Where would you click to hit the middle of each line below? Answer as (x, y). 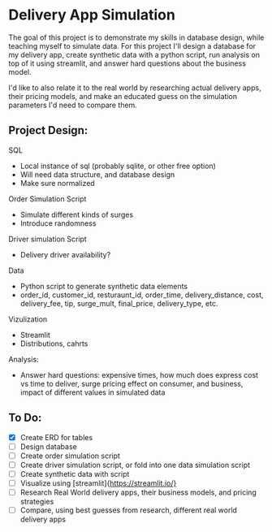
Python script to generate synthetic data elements (104, 286)
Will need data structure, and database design (97, 174)
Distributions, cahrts (54, 344)
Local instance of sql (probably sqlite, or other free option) (118, 166)
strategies (37, 502)
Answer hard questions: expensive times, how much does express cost (139, 374)
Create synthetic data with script (75, 474)
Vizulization (28, 319)
